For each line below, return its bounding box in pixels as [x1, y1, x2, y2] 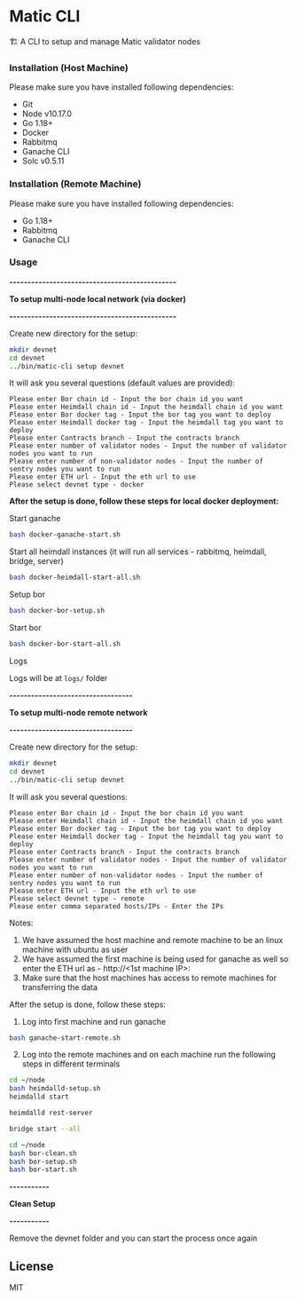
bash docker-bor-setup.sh [9, 606, 105, 615]
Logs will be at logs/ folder [9, 672, 108, 683]
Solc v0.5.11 [21, 155, 65, 166]
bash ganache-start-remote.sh [9, 1033, 121, 1042]
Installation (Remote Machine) [9, 178, 142, 190]
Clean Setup [9, 1199, 56, 1209]
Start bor [9, 622, 42, 633]
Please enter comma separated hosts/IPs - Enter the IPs [9, 901, 224, 911]
